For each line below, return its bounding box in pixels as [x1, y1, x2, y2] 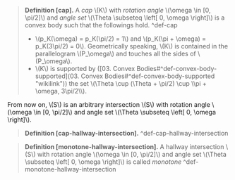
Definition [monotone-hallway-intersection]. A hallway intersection [24, 143, 224, 150]
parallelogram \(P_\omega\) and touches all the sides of [35, 49, 196, 58]
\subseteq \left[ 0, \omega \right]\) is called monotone [24, 157, 182, 166]
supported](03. [35, 72, 80, 80]
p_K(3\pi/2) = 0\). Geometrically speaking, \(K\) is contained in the [35, 42, 228, 50]
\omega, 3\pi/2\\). [35, 87, 87, 95]
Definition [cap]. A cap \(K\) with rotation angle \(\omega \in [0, [24, 6, 211, 14]
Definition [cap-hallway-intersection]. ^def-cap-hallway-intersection [24, 129, 229, 137]
